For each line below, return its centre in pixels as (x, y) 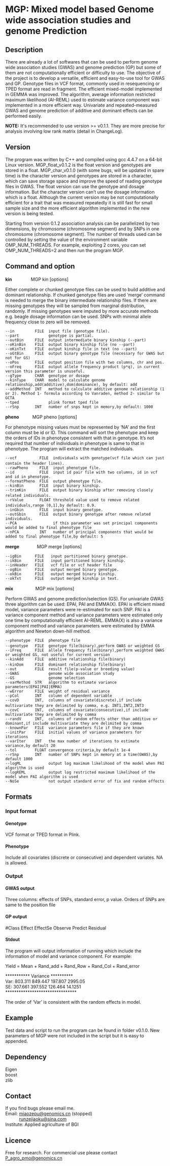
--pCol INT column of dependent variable (59, 696)
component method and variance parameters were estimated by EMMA (80, 625)
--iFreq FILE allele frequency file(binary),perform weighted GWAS (85, 650)
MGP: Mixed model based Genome (80, 9)
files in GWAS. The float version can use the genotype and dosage (75, 186)
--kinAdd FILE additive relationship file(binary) (65, 659)
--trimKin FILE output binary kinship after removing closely (79, 490)
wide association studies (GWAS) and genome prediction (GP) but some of (83, 67)
